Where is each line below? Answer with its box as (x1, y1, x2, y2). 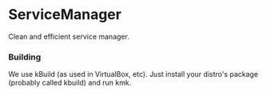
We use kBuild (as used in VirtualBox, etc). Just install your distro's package (8, 70, 259, 79)
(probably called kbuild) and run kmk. (8, 78, 132, 88)
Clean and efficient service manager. (8, 32, 130, 41)
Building (8, 51, 42, 63)
